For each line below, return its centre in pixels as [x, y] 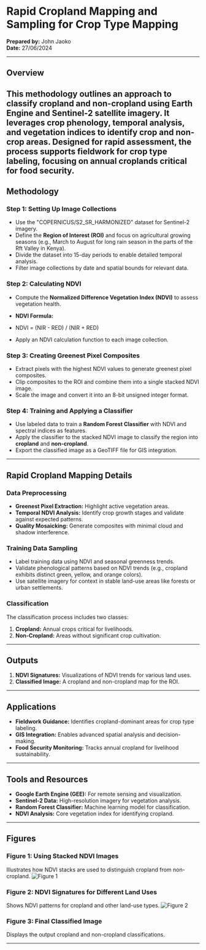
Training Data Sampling [42, 548]
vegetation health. [38, 304]
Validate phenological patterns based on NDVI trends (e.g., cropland [101, 568]
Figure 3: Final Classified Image [54, 921]
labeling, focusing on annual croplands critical [97, 161]
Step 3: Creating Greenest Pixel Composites [73, 356]
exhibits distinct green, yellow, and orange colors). [79, 575]
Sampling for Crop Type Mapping [93, 24]
